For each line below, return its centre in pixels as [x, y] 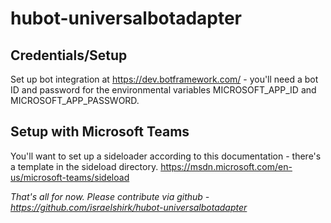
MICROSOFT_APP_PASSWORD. [75, 100]
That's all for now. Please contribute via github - [110, 196]
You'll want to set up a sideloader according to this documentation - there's [166, 156]
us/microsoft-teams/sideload [70, 177]
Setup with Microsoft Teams [100, 132]
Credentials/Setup [69, 55]
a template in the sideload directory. [84, 166]
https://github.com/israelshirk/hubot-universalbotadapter [129, 207]
